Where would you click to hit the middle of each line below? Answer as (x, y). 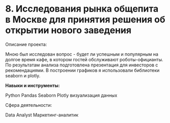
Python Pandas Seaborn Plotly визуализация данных (61, 95)
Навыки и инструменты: (32, 85)
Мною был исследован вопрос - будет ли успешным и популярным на (82, 54)
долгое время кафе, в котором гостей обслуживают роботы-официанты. (84, 59)
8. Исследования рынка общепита (82, 9)
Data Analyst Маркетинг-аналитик (42, 115)
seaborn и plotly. (23, 75)
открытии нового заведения (69, 30)
